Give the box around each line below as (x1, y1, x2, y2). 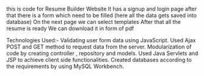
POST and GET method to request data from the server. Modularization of (6, 43, 192, 50)
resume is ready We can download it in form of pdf (6, 25, 134, 32)
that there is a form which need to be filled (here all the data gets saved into (6, 12, 197, 19)
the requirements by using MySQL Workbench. (6, 63, 125, 70)
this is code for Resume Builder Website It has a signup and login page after (6, 6, 197, 12)
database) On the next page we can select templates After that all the (6, 18, 181, 25)
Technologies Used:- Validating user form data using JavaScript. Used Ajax (6, 37, 196, 44)
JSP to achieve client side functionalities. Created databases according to (6, 56, 192, 63)
